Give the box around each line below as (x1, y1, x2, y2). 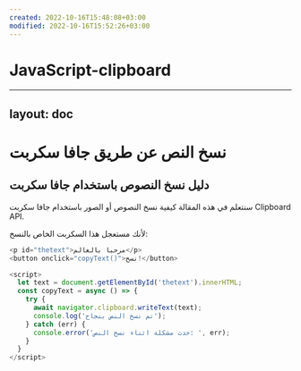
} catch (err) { (25, 319, 87, 329)
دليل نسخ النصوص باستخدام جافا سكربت (9, 178, 210, 193)
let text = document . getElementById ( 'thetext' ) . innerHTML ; (17, 278, 243, 287)
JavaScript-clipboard (9, 60, 172, 80)
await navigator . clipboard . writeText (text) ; (32, 303, 202, 313)
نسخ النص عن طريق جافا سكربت (9, 142, 227, 163)
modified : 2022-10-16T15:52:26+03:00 (9, 21, 150, 30)
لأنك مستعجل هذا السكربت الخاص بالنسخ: (9, 228, 148, 239)
